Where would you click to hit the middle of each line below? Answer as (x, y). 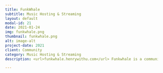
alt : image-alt (20, 41)
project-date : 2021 (25, 45)
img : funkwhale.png (25, 32)
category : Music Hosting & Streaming (43, 54)
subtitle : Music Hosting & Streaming (43, 14)
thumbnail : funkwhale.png (31, 37)
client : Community (24, 50)
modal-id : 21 (18, 23)
